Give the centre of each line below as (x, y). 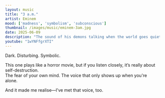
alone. (12, 80)
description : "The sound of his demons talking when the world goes (77, 37)
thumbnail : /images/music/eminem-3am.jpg (48, 28)
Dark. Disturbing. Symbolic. (33, 55)
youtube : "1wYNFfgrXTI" (29, 42)
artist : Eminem (21, 19)
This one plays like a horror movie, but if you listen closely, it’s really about (80, 65)
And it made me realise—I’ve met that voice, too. (54, 90)
